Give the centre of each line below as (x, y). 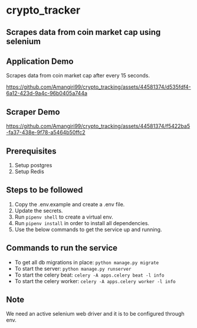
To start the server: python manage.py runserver (73, 268)
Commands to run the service (62, 248)
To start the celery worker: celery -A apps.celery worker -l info (95, 281)
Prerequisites (31, 151)
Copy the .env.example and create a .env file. (70, 204)
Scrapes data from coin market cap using (83, 32)
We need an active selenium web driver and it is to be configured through (95, 314)
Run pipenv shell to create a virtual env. (64, 217)
